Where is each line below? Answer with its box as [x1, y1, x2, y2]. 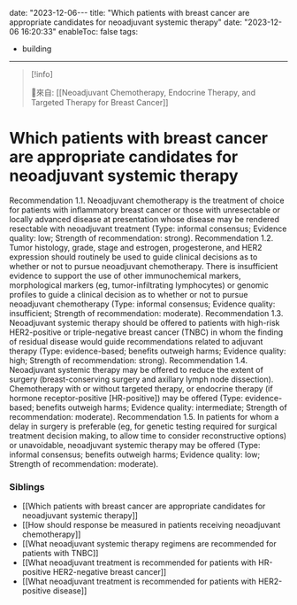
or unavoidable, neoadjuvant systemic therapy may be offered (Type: [9, 439, 261, 450]
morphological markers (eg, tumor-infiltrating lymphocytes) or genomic [9, 279, 270, 291]
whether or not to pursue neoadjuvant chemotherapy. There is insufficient [9, 260, 278, 271]
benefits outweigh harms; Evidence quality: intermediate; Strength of [35, 402, 287, 413]
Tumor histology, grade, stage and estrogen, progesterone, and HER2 [9, 242, 263, 252]
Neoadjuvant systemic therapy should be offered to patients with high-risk [9, 317, 280, 328]
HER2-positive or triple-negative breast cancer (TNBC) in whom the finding [9, 327, 284, 337]
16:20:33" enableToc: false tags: [20, 27, 139, 36]
